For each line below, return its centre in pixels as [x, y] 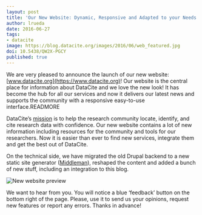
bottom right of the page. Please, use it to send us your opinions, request [98, 199]
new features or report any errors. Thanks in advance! [74, 205]
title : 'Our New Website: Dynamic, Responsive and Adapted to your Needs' [103, 18]
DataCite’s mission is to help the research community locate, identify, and [98, 118]
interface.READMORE [33, 106]
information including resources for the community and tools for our [91, 131]
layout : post [23, 12]
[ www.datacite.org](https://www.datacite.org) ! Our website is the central [97, 81]
